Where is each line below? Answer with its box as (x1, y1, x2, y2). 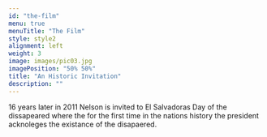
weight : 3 (8, 49, 42, 58)
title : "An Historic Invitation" (8, 72, 122, 80)
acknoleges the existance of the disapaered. (8, 119, 157, 129)
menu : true (8, 19, 45, 28)
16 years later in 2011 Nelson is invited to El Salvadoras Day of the (8, 102, 227, 112)
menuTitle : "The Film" (8, 27, 85, 35)
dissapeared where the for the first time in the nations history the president (8, 110, 260, 120)
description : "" (8, 79, 63, 88)
